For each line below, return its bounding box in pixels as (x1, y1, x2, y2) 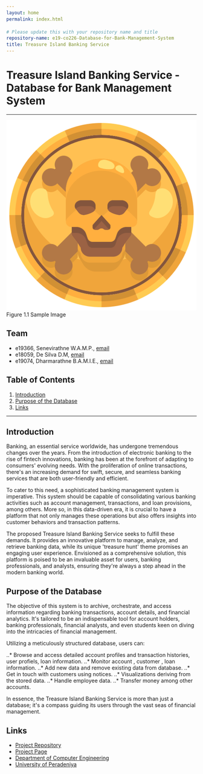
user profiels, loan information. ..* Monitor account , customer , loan (6, 658, 175, 665)
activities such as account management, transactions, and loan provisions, (6, 499, 192, 507)
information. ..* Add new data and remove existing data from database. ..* (6, 664, 190, 671)
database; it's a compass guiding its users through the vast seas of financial (6, 702, 196, 709)
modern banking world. (6, 569, 65, 576)
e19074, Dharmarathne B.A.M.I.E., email (14, 357, 114, 365)
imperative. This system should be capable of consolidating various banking (6, 493, 196, 501)
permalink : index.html (6, 16, 63, 22)
